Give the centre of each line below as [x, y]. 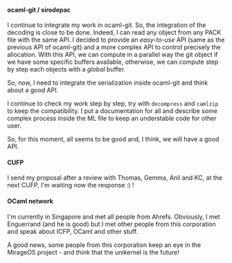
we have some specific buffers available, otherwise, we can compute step [113, 62]
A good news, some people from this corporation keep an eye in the [104, 245]
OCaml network [30, 201]
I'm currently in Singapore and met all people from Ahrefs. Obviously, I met [114, 217]
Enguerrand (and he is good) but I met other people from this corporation [111, 224]
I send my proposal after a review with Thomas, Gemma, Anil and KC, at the [115, 178]
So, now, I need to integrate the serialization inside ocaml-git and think [108, 83]
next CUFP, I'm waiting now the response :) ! [71, 185]
